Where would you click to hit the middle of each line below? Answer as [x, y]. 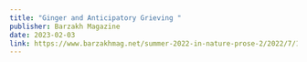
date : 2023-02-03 [42, 35]
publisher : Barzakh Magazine [65, 26]
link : [20, 43]
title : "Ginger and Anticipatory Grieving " [95, 18]
